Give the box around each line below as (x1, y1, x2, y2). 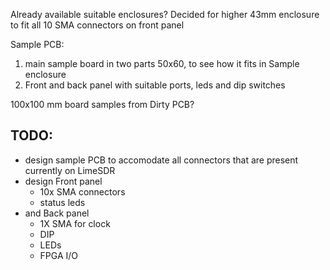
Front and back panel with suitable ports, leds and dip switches (24, 79, 286, 91)
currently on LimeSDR (24, 164, 116, 176)
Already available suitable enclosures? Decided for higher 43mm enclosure (10, 9, 320, 20)
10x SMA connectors (39, 185, 126, 198)
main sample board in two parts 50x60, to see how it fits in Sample (24, 58, 300, 69)
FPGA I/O (39, 249, 79, 261)
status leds (39, 196, 86, 208)
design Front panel (24, 175, 103, 187)
